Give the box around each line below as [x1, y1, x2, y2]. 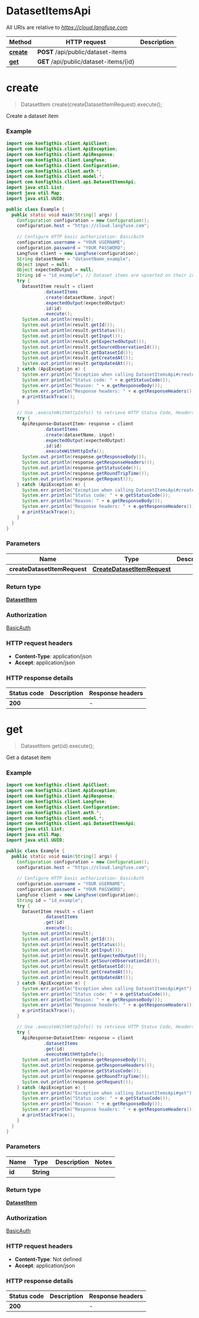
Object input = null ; [17, 261, 70, 267]
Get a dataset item [6, 754, 52, 761]
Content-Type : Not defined [14, 1255, 82, 1263]
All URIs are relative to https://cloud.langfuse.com [6, 24, 128, 31]
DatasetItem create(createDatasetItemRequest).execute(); [20, 101, 162, 108]
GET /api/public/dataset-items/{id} [37, 57, 134, 66]
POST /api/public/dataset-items [37, 47, 127, 56]
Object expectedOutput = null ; [17, 267, 94, 273]
